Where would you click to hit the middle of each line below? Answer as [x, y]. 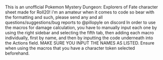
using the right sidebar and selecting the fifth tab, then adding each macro [80, 33]
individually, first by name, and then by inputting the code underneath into [79, 38]
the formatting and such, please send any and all [54, 17]
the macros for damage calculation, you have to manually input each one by [81, 28]
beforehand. [18, 53]
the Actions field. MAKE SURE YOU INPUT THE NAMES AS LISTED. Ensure [80, 43]
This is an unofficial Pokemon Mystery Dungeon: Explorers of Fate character [81, 7]
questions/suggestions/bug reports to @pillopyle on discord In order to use [80, 22]
